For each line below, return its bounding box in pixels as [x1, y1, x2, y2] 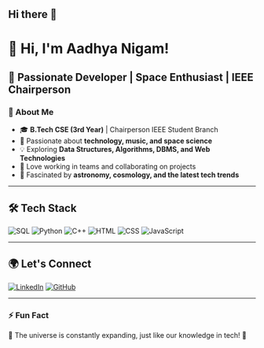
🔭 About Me [8, 106, 54, 117]
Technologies [19, 154, 65, 163]
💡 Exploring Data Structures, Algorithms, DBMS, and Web [19, 145, 211, 154]
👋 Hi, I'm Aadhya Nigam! [8, 39, 170, 57]
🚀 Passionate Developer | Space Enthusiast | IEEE [8, 70, 254, 83]
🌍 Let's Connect [8, 257, 92, 271]
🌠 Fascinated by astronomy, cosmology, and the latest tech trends [19, 170, 240, 180]
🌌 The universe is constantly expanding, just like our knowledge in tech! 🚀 [8, 331, 247, 340]
